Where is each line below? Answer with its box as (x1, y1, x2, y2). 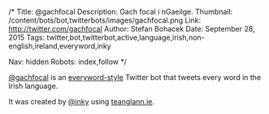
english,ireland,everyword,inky (8, 41, 111, 51)
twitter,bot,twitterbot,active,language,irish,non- (46, 32, 205, 42)
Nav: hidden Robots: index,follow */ (8, 57, 128, 66)
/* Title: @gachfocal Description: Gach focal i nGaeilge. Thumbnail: (8, 7, 233, 16)
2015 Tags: (8, 32, 46, 42)
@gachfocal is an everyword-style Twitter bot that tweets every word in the (8, 73, 262, 82)
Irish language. (8, 81, 59, 91)
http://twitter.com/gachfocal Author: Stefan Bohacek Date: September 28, (8, 24, 255, 33)
